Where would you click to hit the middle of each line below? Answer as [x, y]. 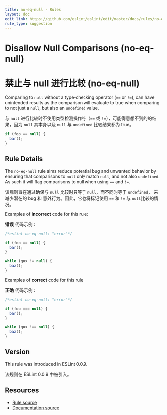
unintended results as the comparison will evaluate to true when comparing [82, 103]
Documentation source [36, 408]
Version [17, 352]
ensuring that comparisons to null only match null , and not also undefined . [83, 176]
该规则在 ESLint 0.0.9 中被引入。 [38, 374]
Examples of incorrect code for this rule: [47, 214]
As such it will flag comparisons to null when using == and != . [68, 181]
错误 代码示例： [21, 224]
